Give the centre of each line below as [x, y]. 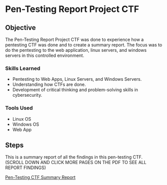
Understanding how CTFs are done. [49, 85]
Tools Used [19, 108]
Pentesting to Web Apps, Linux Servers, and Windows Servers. [77, 79]
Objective [21, 28]
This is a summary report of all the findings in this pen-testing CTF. [74, 157]
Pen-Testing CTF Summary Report [40, 178]
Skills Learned [23, 68]
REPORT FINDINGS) [26, 168]
